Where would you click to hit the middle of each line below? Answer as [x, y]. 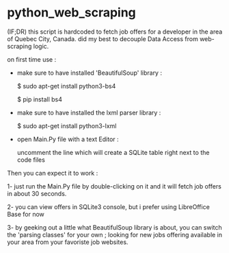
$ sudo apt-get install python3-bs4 [66, 86]
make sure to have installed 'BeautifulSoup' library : [90, 73]
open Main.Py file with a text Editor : [68, 139]
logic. [41, 46]
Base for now [26, 214]
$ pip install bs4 [40, 99]
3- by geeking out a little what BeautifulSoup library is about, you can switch [114, 227]
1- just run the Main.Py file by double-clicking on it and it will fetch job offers [114, 186]
